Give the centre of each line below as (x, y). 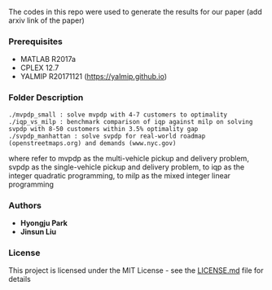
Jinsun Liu (38, 231)
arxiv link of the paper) (47, 20)
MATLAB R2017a (48, 59)
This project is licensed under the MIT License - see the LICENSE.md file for (136, 270)
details (20, 279)
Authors (25, 205)
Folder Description (46, 98)
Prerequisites (35, 42)
